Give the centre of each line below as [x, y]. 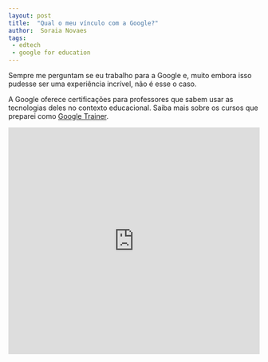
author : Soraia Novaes [48, 30]
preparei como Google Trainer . [59, 116]
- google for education [51, 53]
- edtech [26, 45]
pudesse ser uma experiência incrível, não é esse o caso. [102, 84]
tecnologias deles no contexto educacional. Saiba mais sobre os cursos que [133, 108]
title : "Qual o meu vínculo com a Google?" [83, 23]
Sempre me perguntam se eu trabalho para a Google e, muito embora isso [130, 75]
